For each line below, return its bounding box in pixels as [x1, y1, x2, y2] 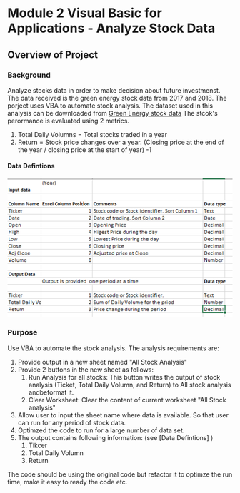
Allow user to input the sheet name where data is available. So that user [17, 410, 229, 419]
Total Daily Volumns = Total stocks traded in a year [17, 130, 168, 138]
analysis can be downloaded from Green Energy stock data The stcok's [7, 108, 218, 117]
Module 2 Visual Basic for [7, 5, 162, 21]
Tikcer [28, 441, 48, 449]
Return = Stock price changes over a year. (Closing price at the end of [17, 138, 224, 146]
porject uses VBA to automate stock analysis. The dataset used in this [7, 101, 213, 110]
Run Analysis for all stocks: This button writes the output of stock [28, 372, 221, 381]
